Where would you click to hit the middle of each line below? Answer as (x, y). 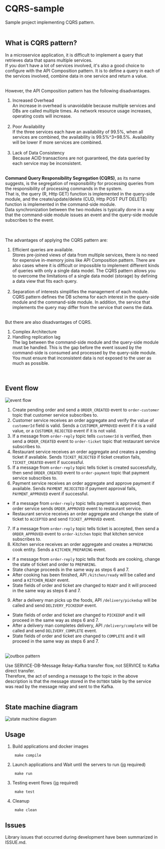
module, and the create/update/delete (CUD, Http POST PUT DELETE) (76, 199)
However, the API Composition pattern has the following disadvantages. (78, 91)
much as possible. (31, 363)
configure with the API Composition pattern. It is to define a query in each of (82, 71)
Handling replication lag (36, 337)
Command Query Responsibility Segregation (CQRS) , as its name (73, 178)
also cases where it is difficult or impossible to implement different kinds (85, 265)
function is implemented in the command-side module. (61, 204)
